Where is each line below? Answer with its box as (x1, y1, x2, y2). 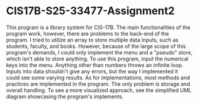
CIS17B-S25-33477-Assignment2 (6, 4, 175, 18)
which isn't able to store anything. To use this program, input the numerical (6, 55, 189, 62)
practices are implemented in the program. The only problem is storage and (6, 80, 190, 87)
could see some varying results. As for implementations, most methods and (6, 74, 190, 81)
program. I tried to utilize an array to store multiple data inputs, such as (6, 36, 178, 43)
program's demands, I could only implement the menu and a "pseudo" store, (6, 49, 193, 56)
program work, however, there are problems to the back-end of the (6, 30, 170, 37)
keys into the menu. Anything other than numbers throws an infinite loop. (6, 61, 184, 69)
